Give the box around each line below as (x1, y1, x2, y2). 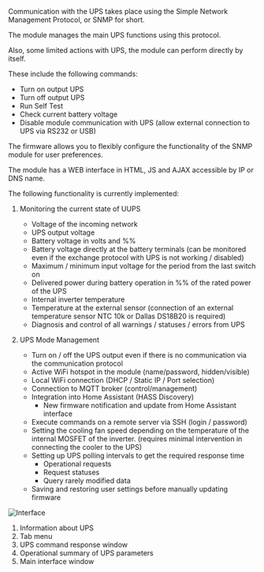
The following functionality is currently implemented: (8, 189, 180, 198)
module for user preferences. (8, 150, 104, 159)
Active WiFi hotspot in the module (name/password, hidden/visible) (31, 367, 250, 377)
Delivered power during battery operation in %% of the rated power (31, 278, 251, 287)
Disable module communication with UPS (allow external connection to (19, 118, 251, 127)
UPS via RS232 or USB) (19, 126, 97, 136)
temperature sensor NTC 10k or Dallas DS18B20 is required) (31, 311, 226, 321)
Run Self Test (19, 102, 64, 110)
